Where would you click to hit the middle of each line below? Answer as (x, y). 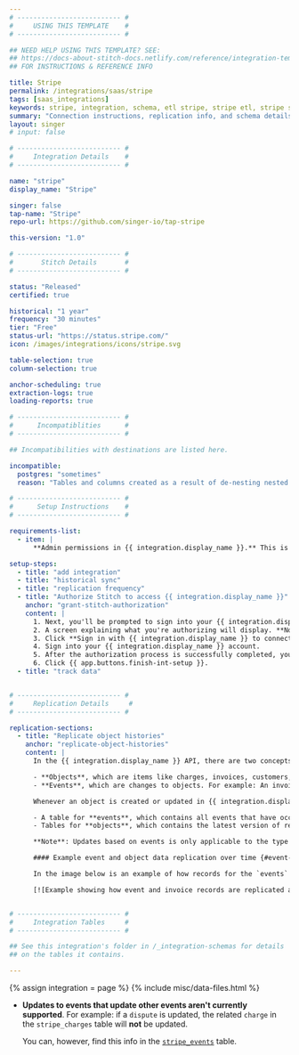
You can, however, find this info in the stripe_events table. (129, 1041)
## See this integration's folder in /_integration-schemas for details (147, 946)
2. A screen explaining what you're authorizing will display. (153, 630)
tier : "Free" (33, 328)
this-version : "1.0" (48, 238)
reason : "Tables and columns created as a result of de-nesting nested (153, 483)
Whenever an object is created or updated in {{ (125, 801)
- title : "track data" (59, 671)
